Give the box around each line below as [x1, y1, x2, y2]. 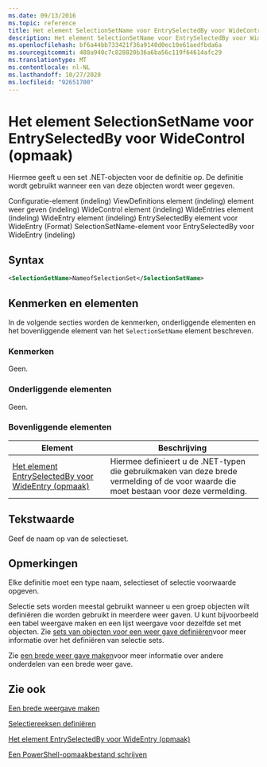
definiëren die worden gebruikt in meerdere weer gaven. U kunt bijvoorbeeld [8, 610, 259, 620]
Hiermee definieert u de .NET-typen [110, 455, 246, 466]
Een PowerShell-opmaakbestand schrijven [8, 749, 148, 760]
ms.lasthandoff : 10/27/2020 [8, 71, 102, 79]
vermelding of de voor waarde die [110, 475, 237, 486]
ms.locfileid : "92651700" [8, 78, 94, 86]
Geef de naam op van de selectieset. [8, 534, 129, 543]
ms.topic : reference [8, 19, 77, 27]
